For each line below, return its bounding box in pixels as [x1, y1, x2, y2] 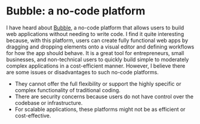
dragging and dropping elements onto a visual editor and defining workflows [6, 43, 195, 50]
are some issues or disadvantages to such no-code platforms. [6, 68, 159, 75]
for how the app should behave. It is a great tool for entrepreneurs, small [6, 49, 184, 56]
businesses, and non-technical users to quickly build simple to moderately [6, 56, 189, 63]
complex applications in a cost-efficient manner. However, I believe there [6, 62, 186, 69]
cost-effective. [14, 112, 51, 119]
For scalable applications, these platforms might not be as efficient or [14, 105, 186, 113]
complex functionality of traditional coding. [14, 86, 121, 93]
